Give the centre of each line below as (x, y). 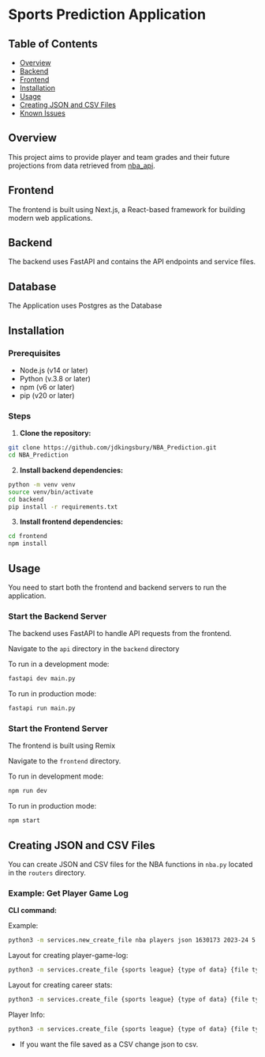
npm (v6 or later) (47, 387)
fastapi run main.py (42, 708)
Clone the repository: (55, 434)
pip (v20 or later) (47, 395)
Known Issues (42, 113)
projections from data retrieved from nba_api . (82, 165)
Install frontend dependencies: (71, 522)
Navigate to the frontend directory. (65, 761)
